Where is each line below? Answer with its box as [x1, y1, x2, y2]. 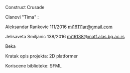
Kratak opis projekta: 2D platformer [5, 53, 78, 59]
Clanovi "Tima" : [5, 14, 39, 20]
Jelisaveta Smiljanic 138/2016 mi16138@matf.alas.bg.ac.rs [5, 34, 125, 39]
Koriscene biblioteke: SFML [5, 63, 62, 68]
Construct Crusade [5, 5, 45, 10]
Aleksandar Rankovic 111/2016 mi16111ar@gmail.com [5, 24, 113, 30]
